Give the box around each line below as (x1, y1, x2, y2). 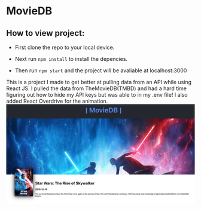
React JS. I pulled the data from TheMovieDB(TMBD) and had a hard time (6, 85, 187, 92)
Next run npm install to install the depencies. (14, 56, 127, 62)
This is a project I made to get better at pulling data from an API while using (6, 79, 192, 85)
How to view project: (6, 28, 85, 38)
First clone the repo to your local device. (14, 44, 115, 51)
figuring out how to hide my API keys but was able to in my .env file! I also (6, 91, 188, 98)
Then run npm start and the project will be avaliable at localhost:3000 (14, 67, 187, 74)
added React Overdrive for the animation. (6, 97, 108, 105)
